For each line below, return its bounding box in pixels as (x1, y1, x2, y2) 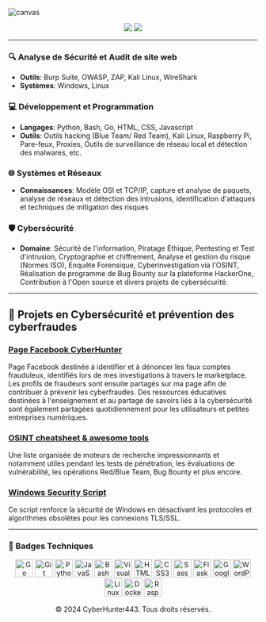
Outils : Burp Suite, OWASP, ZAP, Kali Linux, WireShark (19, 72, 198, 83)
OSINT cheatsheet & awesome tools (8, 432, 149, 443)
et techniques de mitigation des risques (19, 202, 149, 212)
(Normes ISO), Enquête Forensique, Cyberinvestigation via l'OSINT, (19, 260, 240, 270)
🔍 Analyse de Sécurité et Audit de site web (8, 52, 177, 63)
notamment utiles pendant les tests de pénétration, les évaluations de (8, 459, 235, 468)
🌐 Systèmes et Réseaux (8, 167, 102, 179)
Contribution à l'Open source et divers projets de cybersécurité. (19, 278, 228, 287)
